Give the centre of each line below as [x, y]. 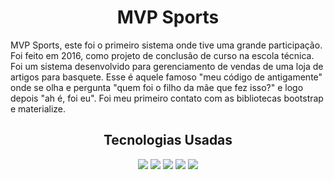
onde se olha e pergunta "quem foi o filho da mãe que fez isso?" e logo [157, 87]
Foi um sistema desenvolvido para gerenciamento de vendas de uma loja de [167, 66]
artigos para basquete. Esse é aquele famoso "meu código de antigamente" [166, 77]
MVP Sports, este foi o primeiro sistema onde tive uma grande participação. [166, 45]
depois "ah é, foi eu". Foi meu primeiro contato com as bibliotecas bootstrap [167, 98]
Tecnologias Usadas [168, 140]
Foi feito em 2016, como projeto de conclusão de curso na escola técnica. [162, 55]
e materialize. [38, 108]
